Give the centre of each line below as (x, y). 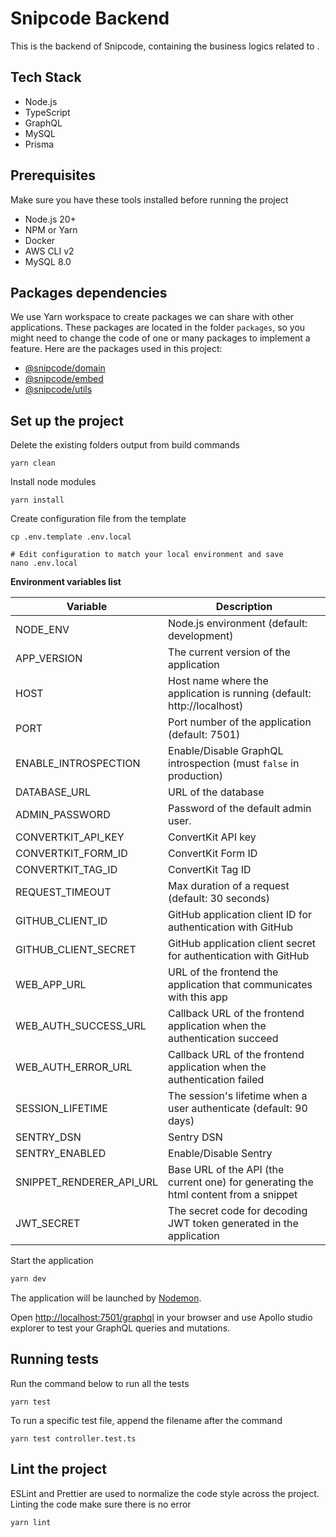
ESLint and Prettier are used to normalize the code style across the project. (165, 1493)
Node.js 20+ (50, 219)
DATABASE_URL (53, 792)
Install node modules (53, 482)
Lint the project (59, 1469)
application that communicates (240, 985)
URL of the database (216, 792)
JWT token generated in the (233, 1224)
